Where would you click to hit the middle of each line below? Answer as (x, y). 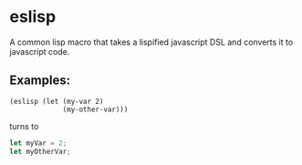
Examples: (40, 81)
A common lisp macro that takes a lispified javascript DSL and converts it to (151, 42)
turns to (24, 126)
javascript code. (40, 51)
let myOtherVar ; (40, 151)
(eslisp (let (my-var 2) (57, 101)
